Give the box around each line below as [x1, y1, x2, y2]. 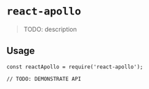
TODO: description [23, 25, 78, 33]
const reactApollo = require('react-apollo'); [6, 63, 143, 70]
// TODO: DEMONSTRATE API [6, 75, 81, 82]
